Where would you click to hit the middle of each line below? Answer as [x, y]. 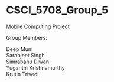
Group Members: [27, 37]
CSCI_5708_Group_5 [57, 10]
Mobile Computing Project [38, 26]
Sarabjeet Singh [26, 55]
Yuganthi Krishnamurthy [35, 67]
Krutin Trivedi [22, 74]
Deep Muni [19, 49]
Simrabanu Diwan [27, 61]
